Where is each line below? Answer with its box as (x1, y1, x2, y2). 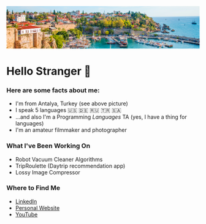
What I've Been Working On (6, 141, 91, 150)
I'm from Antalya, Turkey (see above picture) (15, 100, 129, 107)
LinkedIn (15, 198, 37, 205)
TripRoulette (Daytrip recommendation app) (15, 162, 126, 170)
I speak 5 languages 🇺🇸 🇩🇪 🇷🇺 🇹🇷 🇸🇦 (15, 106, 121, 114)
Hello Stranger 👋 (6, 64, 91, 78)
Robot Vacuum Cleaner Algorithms (15, 155, 103, 163)
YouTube (15, 211, 38, 218)
